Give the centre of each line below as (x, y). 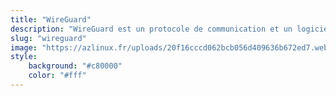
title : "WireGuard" (51, 19)
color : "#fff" (57, 76)
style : (24, 57)
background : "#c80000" (75, 66)
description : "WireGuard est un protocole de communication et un (151, 29)
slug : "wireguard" (48, 38)
